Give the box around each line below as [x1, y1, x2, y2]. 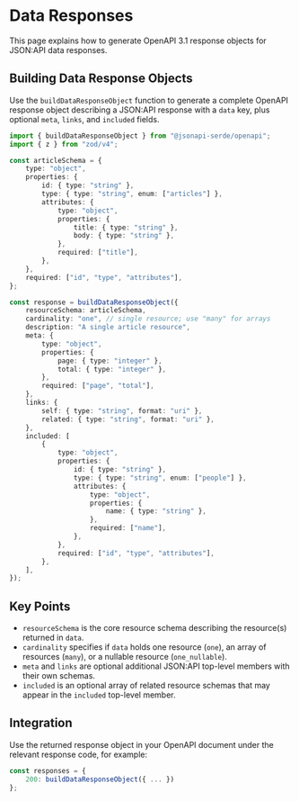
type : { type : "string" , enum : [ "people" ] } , [73, 473, 247, 482]
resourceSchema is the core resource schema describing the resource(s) [22, 623, 287, 634]
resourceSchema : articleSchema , [25, 306, 146, 315]
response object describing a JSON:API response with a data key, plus [9, 104, 270, 115]
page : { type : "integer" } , [57, 356, 163, 365]
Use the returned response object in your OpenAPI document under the [9, 739, 274, 750]
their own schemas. [22, 670, 96, 681]
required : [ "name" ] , [89, 524, 167, 533]
